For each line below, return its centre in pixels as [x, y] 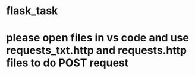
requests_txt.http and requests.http [97, 50]
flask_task [32, 11]
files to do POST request [67, 63]
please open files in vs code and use [97, 38]
